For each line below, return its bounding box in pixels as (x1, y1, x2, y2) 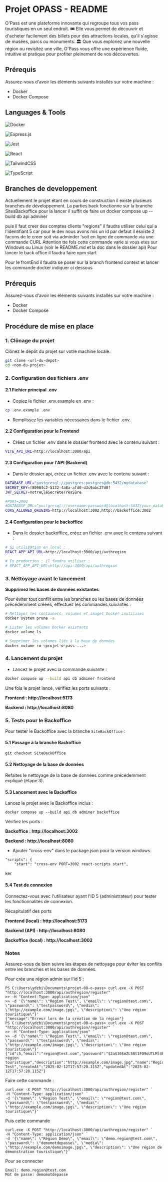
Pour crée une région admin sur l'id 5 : (5, 976, 84, 982)
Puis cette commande (5, 1118, 50, 1124)
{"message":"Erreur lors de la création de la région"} (5, 1016, 124, 1021)
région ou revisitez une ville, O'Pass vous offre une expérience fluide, (5, 45, 148, 51)
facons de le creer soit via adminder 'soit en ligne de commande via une (5, 234, 154, 240)
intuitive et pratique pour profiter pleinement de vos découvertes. (5, 51, 140, 57)
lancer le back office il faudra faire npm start (5, 250, 97, 256)
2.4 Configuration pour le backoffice (5, 519, 83, 525)
